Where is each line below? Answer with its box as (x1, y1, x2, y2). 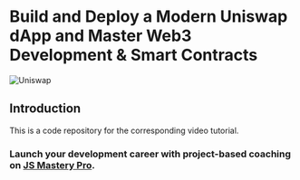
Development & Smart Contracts (9, 45, 258, 65)
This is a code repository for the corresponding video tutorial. (9, 125, 239, 136)
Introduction (9, 101, 82, 117)
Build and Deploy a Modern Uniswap (9, 6, 288, 27)
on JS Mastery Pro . (9, 158, 95, 171)
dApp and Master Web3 (9, 25, 192, 46)
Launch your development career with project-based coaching (9, 147, 292, 160)
